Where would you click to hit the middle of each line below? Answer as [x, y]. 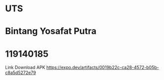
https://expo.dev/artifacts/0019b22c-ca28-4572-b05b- [102, 68]
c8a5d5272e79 [20, 73]
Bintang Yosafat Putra [51, 31]
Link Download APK [25, 68]
